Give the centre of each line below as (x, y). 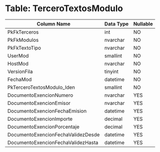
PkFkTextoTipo (24, 48)
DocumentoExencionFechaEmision (47, 111)
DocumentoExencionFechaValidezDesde (54, 135)
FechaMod (20, 79)
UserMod (18, 55)
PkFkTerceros (23, 32)
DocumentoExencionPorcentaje (43, 127)
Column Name (54, 24)
